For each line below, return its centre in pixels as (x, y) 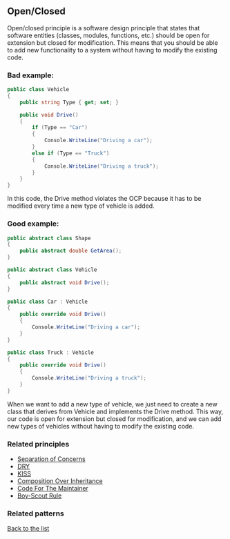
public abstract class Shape (49, 238)
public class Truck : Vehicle (51, 352)
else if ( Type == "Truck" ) (71, 153)
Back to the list (28, 529)
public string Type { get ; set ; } (69, 102)
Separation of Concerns (51, 459)
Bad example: (30, 75)
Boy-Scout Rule (39, 496)
